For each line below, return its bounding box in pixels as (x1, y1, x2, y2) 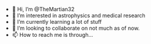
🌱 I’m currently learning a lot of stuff (11, 18, 102, 25)
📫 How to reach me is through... (11, 32, 94, 38)
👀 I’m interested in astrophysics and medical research (11, 12, 146, 19)
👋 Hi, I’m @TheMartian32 (11, 6, 75, 12)
